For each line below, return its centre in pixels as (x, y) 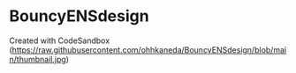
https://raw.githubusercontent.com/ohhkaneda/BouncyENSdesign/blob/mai (149, 49)
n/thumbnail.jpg (38, 59)
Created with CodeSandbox (60, 40)
